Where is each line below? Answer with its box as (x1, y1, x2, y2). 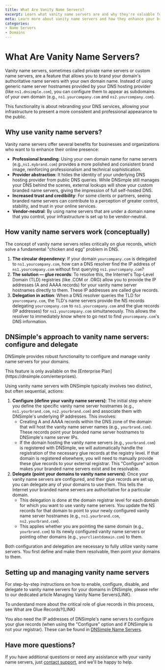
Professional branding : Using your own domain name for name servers (12, 156, 157, 162)
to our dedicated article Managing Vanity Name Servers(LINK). (5, 592, 132, 598)
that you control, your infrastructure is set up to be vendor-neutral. (12, 213, 147, 219)
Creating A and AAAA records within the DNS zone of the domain (19, 419, 152, 425)
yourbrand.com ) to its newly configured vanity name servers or (19, 529, 145, 535)
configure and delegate (5, 340, 79, 349)
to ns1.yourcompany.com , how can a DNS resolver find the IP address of (12, 261, 156, 267)
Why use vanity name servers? (5, 128, 102, 136)
